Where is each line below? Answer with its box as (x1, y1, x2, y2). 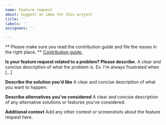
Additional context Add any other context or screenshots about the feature (5, 109, 160, 115)
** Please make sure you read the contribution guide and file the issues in (5, 44, 157, 50)
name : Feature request (5, 7, 52, 12)
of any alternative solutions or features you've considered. (5, 99, 126, 105)
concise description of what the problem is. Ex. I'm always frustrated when (5, 64, 159, 70)
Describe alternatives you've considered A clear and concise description (5, 94, 158, 100)
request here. (5, 114, 33, 120)
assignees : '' (5, 26, 35, 31)
